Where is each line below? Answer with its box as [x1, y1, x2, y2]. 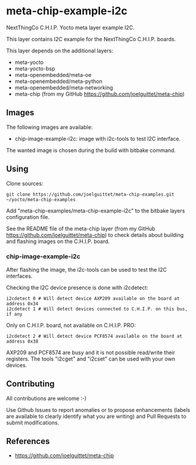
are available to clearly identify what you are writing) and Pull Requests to [6, 412, 186, 420]
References [6, 436, 50, 446]
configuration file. [6, 213, 49, 220]
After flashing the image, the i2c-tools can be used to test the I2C [6, 266, 167, 273]
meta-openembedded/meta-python [14, 78, 102, 85]
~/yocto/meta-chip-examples [6, 196, 76, 202]
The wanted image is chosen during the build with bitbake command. [6, 146, 176, 153]
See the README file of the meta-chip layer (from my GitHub [6, 225, 155, 232]
